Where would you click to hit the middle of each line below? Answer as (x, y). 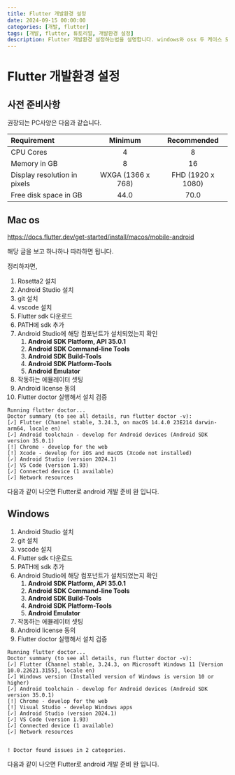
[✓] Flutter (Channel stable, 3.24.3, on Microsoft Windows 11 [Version (115, 664)
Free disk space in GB (47, 195)
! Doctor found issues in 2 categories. (67, 750)
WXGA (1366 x (125, 175)
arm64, (17, 428)
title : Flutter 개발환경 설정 (47, 14)
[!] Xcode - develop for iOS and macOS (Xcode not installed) (100, 453)
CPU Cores (29, 153)
